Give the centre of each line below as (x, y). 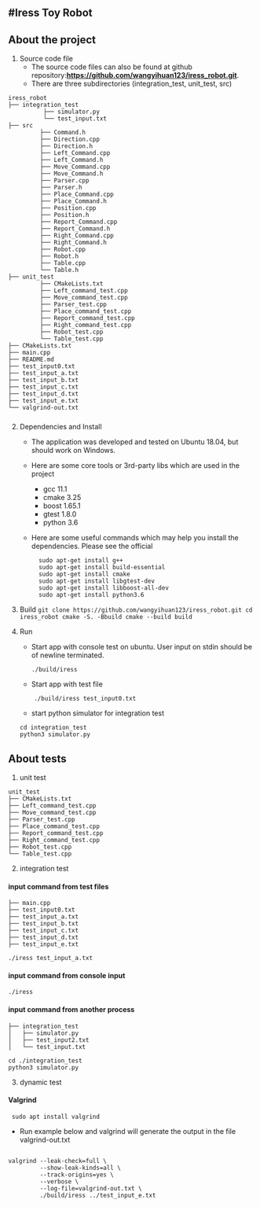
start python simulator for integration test (98, 713)
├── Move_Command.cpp (75, 167)
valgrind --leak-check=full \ (58, 1161)
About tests (37, 758)
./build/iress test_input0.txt (85, 699)
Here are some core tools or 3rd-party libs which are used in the (135, 466)
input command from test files (59, 886)
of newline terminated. (68, 655)
